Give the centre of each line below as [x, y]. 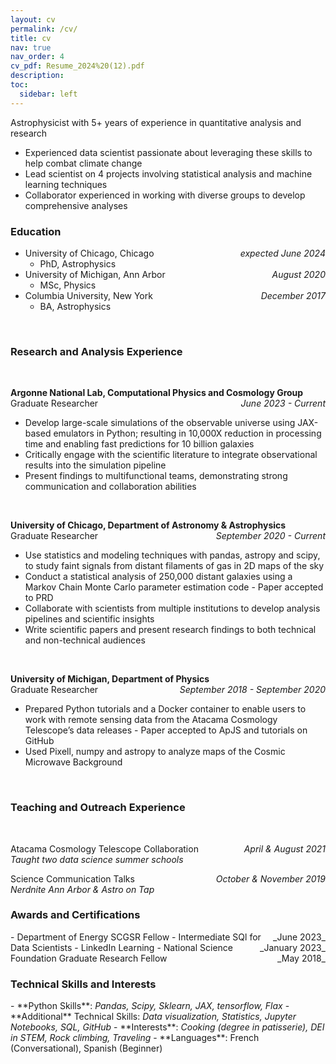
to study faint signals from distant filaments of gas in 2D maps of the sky [174, 566]
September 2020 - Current [270, 536]
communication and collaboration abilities [110, 487]
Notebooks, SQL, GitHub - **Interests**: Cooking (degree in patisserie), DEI [167, 1027]
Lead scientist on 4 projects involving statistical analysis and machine [168, 173]
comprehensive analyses [76, 205]
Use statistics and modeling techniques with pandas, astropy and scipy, [172, 555]
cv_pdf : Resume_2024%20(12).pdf [77, 66]
